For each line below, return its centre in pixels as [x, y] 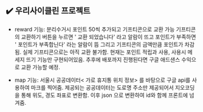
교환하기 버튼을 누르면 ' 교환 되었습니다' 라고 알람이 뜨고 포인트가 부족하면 [108, 37]
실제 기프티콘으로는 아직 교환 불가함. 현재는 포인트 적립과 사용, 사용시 [105, 52]
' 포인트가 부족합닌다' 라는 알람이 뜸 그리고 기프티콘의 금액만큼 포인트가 [99, 44]
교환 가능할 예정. [40, 67]
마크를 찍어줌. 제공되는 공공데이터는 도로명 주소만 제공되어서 [102, 87]
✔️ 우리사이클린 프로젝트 [48, 11]
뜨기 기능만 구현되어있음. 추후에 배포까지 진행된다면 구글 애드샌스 [103, 59]
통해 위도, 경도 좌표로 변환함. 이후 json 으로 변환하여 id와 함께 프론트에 [105, 95]
